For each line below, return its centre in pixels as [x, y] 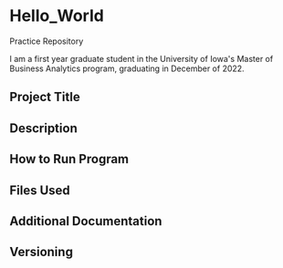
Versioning [41, 252]
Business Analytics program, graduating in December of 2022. [127, 68]
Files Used [40, 190]
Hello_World [57, 16]
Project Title [45, 97]
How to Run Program [69, 159]
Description [43, 128]
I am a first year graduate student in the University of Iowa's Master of [141, 58]
